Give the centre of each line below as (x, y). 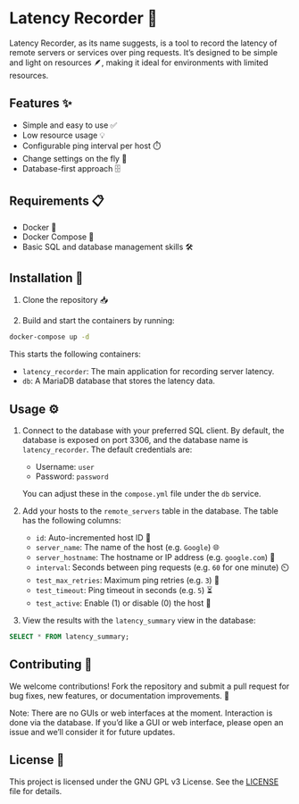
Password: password (72, 476)
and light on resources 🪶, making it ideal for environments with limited (139, 63)
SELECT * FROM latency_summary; (69, 637)
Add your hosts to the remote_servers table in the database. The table (150, 511)
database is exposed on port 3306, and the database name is (135, 440)
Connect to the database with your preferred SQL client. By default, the (153, 431)
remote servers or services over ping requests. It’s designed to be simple (144, 52)
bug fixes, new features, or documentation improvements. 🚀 (120, 695)
